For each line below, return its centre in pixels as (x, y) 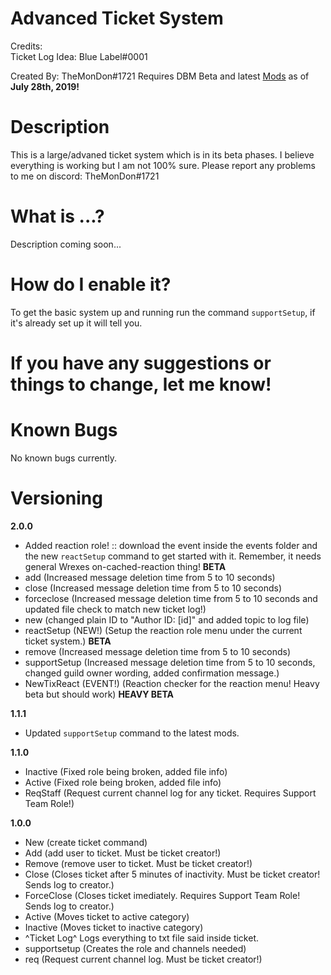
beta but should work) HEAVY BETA (99, 694)
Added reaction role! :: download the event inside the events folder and (171, 545)
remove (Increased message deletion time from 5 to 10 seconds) (158, 651)
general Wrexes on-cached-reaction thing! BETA (125, 566)
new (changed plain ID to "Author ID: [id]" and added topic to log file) (167, 619)
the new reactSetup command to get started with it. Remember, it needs (173, 556)
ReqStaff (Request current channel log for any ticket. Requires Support (170, 793)
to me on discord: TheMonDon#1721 (85, 176)
